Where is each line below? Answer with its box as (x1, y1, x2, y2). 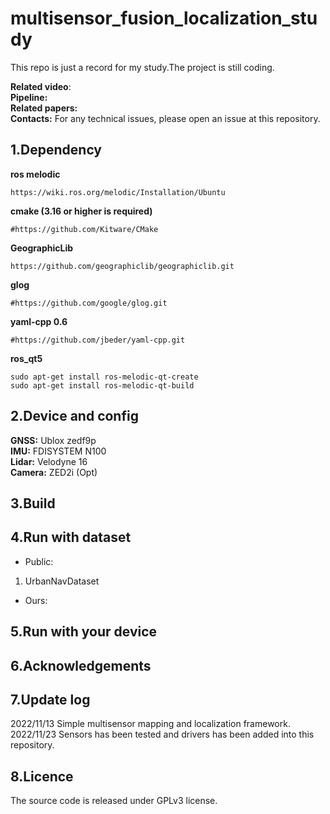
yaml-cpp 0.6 (10, 315, 68, 327)
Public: (24, 555, 54, 567)
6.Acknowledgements (10, 657, 152, 674)
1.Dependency (10, 142, 103, 159)
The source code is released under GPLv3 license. (10, 795, 218, 807)
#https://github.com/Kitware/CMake (10, 224, 159, 234)
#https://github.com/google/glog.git (10, 298, 168, 308)
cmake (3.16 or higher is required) (10, 205, 153, 217)
